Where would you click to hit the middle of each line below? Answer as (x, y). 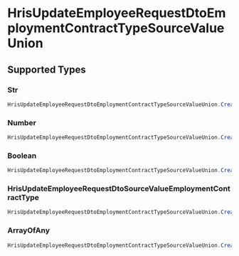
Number (22, 122)
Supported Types (47, 69)
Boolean (22, 156)
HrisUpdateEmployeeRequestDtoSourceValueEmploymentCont (119, 188)
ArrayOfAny (29, 230)
